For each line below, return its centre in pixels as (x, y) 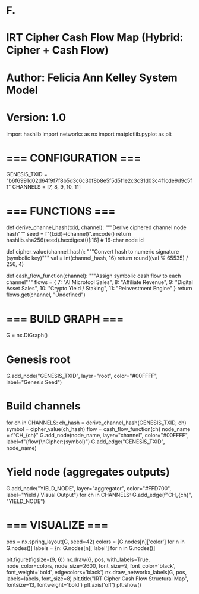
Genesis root (38, 359)
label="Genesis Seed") (34, 382)
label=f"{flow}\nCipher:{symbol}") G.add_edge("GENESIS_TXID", (86, 442)
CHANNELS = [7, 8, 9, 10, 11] (47, 187)
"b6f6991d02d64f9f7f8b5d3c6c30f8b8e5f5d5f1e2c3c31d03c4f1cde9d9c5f (99, 181)
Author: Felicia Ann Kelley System (92, 77)
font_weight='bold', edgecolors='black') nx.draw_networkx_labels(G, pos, (97, 573)
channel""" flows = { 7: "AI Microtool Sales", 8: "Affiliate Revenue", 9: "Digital (99, 282)
